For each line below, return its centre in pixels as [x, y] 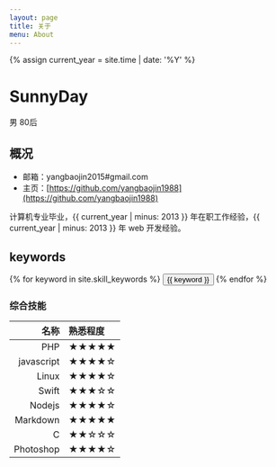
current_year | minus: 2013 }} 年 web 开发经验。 [98, 228]
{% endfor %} [241, 279]
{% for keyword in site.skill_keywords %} [85, 279]
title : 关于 [30, 26]
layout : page [34, 18]
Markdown [37, 420]
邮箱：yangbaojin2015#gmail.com [85, 177]
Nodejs [45, 406]
